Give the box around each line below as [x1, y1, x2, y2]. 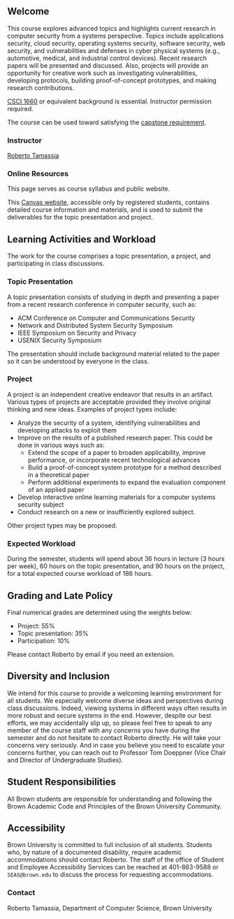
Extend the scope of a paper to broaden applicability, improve [27, 448, 206, 456]
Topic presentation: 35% [17, 629, 89, 637]
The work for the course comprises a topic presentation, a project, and [7, 252, 211, 261]
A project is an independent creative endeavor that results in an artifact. [7, 390, 214, 398]
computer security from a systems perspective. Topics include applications [7, 31, 224, 40]
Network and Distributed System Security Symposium [17, 321, 173, 329]
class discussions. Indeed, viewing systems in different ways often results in [7, 704, 227, 712]
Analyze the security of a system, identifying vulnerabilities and [17, 419, 200, 427]
